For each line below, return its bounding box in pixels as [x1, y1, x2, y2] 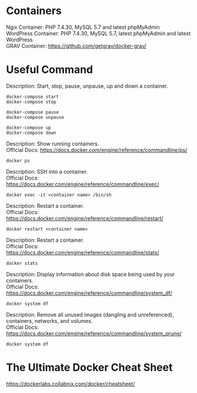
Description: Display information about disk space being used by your [6, 271, 175, 278]
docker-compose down [6, 129, 57, 136]
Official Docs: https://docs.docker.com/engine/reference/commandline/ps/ [6, 146, 188, 154]
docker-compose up [6, 125, 51, 131]
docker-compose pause [6, 109, 59, 115]
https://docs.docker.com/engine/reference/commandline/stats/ [6, 249, 159, 256]
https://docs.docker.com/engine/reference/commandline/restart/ [6, 215, 163, 222]
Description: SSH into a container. [6, 168, 88, 175]
